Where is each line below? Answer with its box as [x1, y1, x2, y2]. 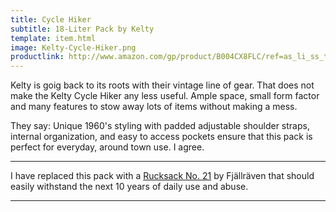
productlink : [10, 52, 65, 62]
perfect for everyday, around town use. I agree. [10, 141, 205, 153]
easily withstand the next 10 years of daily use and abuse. [10, 181, 249, 193]
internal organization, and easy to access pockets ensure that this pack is [10, 131, 313, 143]
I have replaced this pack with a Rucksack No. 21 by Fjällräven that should [10, 170, 315, 182]
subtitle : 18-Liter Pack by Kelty [10, 24, 155, 34]
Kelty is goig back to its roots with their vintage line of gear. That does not [10, 79, 315, 91]
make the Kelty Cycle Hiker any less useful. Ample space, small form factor [10, 90, 320, 102]
